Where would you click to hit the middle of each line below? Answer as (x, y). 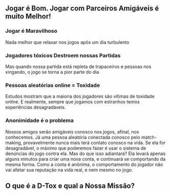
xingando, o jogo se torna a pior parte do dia (52, 72)
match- (149, 137)
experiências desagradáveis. (36, 107)
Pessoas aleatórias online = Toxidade (53, 85)
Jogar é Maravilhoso (31, 31)
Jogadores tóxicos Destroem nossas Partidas (63, 55)
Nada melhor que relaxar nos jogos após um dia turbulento (67, 42)
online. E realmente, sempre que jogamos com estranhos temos (72, 102)
